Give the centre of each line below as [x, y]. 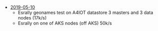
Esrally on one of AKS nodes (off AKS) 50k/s [65, 23]
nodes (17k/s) [32, 18]
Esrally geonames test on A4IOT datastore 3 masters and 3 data [85, 12]
